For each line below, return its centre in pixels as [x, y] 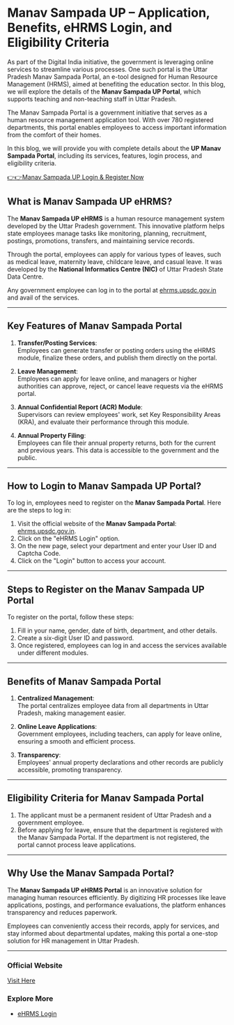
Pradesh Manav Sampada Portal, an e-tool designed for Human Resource [112, 76]
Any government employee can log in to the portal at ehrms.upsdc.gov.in [112, 290]
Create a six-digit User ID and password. [76, 638]
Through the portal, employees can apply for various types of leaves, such [114, 254]
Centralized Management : [56, 698]
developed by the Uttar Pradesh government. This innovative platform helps [116, 226]
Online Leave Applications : [57, 727]
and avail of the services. [44, 297]
